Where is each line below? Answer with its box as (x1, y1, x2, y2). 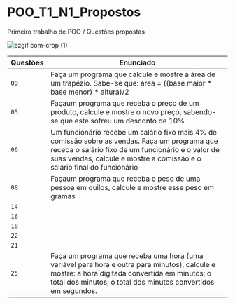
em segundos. (50, 285, 98, 295)
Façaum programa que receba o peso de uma (50, 173, 201, 183)
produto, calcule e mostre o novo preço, (50, 107, 182, 116)
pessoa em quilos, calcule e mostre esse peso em (50, 182, 215, 192)
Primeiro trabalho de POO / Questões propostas (7, 27, 145, 36)
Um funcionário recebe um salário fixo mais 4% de (50, 127, 218, 137)
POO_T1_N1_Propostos (7, 4, 141, 20)
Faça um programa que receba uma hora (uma (50, 250, 204, 260)
